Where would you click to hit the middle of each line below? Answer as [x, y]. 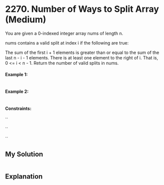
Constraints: [18, 108]
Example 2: [17, 91]
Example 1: [17, 74]
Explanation [24, 176]
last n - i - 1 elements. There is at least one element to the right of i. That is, [82, 57]
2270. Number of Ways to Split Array [82, 9]
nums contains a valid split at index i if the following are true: [67, 43]
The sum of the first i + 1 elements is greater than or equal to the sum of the [82, 52]
